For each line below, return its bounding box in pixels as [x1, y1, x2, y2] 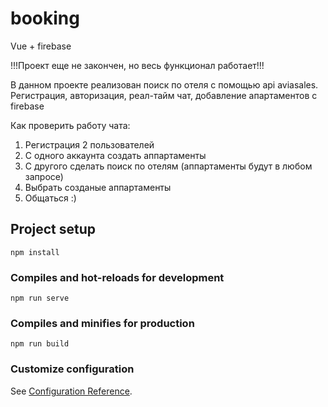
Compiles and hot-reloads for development [10, 270, 225, 284]
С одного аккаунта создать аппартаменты [24, 149, 207, 161]
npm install [10, 247, 60, 257]
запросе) [24, 170, 64, 182]
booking [10, 7, 80, 30]
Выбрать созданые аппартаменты [24, 181, 172, 193]
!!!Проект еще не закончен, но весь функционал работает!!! [10, 59, 265, 71]
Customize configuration [10, 362, 135, 376]
